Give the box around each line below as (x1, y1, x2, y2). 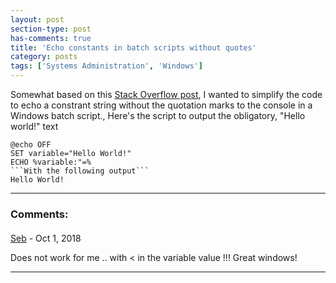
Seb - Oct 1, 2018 (10, 232, 82, 244)
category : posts (10, 52, 78, 62)
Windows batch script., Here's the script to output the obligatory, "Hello (10, 110, 306, 121)
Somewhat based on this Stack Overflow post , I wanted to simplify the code (10, 89, 323, 100)
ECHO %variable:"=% (10, 157, 92, 167)
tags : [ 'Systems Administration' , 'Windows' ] (10, 61, 203, 71)
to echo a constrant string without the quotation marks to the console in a (10, 99, 313, 111)
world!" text (10, 121, 59, 132)
